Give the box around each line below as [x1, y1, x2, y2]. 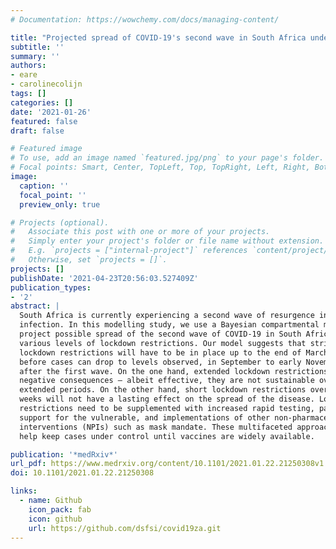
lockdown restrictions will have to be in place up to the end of [19, 347, 302, 358]
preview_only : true [19, 199, 101, 210]
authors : [10, 61, 47, 71]
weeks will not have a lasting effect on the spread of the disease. [19, 394, 315, 405]
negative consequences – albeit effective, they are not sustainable [19, 376, 315, 386]
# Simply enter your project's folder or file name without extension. [10, 236, 325, 246]
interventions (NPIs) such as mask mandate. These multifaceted [19, 422, 293, 432]
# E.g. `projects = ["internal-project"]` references [10, 246, 248, 256]
